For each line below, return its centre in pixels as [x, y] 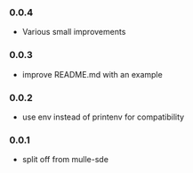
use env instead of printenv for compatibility [103, 117]
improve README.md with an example [92, 74]
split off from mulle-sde [65, 160]
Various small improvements [74, 32]
